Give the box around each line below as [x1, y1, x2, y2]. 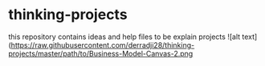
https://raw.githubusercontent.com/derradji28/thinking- [10, 40, 195, 49]
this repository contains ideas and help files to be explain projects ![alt [8, 32, 241, 41]
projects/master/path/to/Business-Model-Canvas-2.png [8, 49, 194, 58]
